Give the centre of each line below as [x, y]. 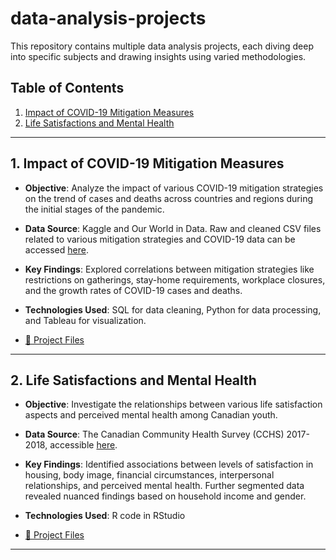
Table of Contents [67, 88]
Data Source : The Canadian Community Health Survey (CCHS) [154, 434]
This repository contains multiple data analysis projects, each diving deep [162, 46]
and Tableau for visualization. [85, 320]
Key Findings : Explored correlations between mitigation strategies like [169, 269]
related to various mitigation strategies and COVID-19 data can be [160, 239]
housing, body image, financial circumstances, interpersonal [149, 475]
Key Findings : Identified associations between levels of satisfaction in [169, 464]
